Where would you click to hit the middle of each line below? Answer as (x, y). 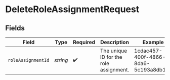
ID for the (111, 57)
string (61, 60)
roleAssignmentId (29, 60)
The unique (114, 51)
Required (84, 42)
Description (115, 42)
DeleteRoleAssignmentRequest (72, 9)
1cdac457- (148, 51)
